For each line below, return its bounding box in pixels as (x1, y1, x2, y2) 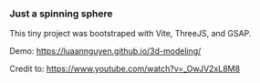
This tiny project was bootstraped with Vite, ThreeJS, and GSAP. (9, 28, 252, 39)
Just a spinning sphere (9, 7, 113, 20)
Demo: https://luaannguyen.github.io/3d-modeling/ (9, 46, 202, 57)
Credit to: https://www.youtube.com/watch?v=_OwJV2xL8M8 (9, 63, 240, 75)
